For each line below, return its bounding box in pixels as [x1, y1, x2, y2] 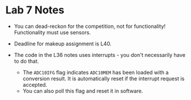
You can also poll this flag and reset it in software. [22, 87, 144, 94]
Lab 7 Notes [5, 3, 65, 17]
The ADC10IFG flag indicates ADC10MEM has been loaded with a [22, 69, 169, 76]
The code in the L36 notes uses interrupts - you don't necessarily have [13, 51, 186, 58]
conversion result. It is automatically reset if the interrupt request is [22, 75, 185, 82]
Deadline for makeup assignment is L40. [13, 40, 112, 47]
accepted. [22, 81, 47, 88]
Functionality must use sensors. [13, 28, 91, 35]
